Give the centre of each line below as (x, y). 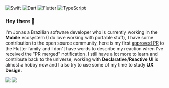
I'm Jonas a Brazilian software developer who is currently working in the (81, 32)
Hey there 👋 (20, 21)
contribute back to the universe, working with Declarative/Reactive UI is (82, 59)
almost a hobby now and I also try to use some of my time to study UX (79, 65)
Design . (14, 70)
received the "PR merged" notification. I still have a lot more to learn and (81, 54)
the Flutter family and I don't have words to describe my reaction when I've (84, 49)
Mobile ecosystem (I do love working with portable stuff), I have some (79, 38)
